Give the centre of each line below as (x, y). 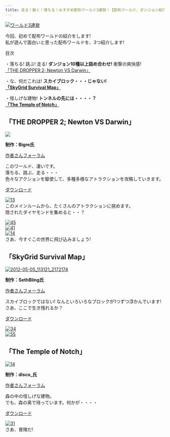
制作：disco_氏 (21, 374)
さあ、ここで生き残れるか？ (34, 308)
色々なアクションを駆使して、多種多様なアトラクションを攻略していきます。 (84, 179)
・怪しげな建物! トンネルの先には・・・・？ (51, 98)
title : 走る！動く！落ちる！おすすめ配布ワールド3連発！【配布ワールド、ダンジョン (82, 10)
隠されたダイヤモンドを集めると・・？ (45, 212)
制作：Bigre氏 (20, 145)
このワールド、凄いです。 (32, 166)
